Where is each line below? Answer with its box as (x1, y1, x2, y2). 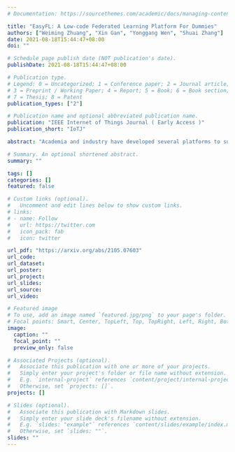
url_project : (7, 273, 45, 280)
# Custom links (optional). (7, 196, 90, 203)
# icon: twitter (7, 235, 61, 242)
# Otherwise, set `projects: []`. (7, 383, 114, 390)
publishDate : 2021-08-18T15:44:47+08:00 (7, 61, 127, 68)
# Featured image (7, 305, 58, 312)
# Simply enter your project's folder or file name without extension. (7, 370, 227, 377)
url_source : (7, 286, 42, 293)
